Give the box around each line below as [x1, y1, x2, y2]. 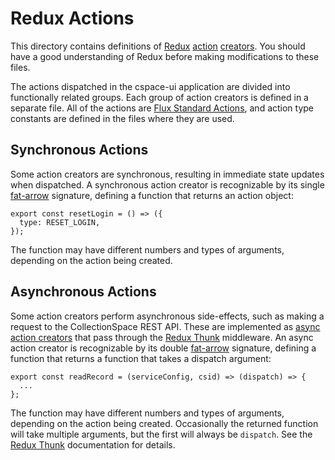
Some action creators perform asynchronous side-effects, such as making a [10, 310, 325, 322]
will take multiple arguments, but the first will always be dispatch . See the [10, 428, 313, 440]
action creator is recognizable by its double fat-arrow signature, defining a [10, 342, 317, 354]
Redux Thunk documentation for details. [10, 438, 176, 451]
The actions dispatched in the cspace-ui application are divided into [10, 80, 291, 92]
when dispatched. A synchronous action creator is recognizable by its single [10, 178, 325, 191]
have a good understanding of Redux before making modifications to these [10, 50, 320, 62]
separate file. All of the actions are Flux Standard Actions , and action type [10, 102, 315, 114]
